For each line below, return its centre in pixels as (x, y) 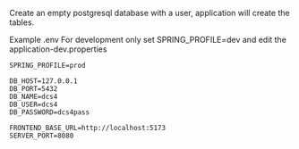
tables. (22, 22)
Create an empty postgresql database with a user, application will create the (149, 13)
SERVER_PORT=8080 (42, 136)
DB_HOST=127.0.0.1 (43, 81)
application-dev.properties (58, 49)
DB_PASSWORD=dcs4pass (50, 112)
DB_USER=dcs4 (34, 104)
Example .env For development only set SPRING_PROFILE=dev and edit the (148, 40)
